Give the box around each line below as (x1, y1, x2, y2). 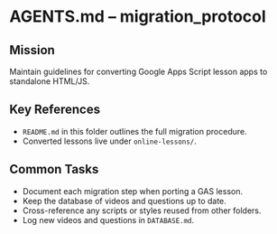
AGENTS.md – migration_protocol (9, 6, 266, 27)
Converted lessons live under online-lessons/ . (22, 136, 197, 146)
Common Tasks (9, 162, 99, 177)
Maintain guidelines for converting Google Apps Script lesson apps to (9, 66, 268, 77)
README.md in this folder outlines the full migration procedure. (22, 126, 247, 136)
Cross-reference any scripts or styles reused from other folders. (22, 205, 262, 216)
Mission (9, 42, 56, 58)
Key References (9, 102, 101, 117)
